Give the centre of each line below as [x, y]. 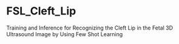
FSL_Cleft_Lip [41, 11]
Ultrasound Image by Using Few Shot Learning [65, 34]
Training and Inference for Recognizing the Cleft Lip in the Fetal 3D [90, 28]
